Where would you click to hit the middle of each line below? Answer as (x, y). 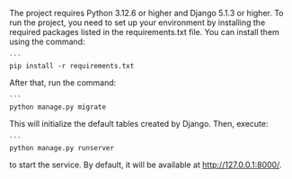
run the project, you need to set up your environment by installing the (137, 22)
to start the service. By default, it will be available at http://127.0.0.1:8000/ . (146, 165)
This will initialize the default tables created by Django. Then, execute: (139, 124)
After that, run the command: (63, 83)
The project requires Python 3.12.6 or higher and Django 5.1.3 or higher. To (147, 13)
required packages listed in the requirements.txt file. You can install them (145, 32)
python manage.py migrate (58, 107)
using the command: (47, 41)
